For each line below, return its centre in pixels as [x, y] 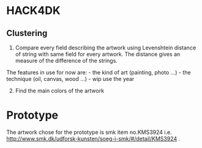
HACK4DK [33, 11]
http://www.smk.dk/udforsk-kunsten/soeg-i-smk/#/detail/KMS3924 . [93, 138]
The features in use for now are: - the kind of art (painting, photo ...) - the [99, 72]
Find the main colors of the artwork [60, 91]
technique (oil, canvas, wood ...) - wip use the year [70, 79]
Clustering [27, 33]
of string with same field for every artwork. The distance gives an [98, 54]
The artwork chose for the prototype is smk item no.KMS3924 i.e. [89, 132]
